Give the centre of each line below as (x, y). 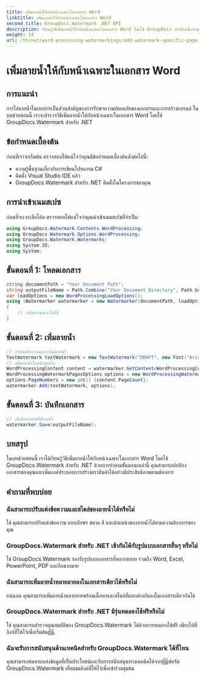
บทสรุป (17, 443)
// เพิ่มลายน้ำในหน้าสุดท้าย (31, 363)
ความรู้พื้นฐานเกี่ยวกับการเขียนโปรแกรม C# (59, 168)
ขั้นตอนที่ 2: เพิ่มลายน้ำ (41, 337)
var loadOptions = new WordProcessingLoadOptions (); (75, 296)
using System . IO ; (28, 245)
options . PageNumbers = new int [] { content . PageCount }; (77, 380)
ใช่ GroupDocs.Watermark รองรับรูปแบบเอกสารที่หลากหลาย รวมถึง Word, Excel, (95, 559)
